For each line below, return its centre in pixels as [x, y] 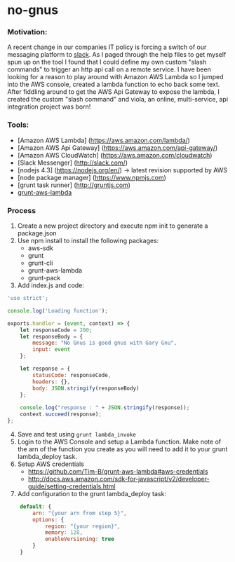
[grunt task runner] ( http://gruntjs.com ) [74, 185]
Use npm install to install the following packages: [88, 241]
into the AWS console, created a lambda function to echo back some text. [114, 84]
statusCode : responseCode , [72, 375]
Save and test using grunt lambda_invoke [77, 434]
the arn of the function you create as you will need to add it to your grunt [122, 449]
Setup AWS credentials [51, 464]
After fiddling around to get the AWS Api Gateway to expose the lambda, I [113, 92]
